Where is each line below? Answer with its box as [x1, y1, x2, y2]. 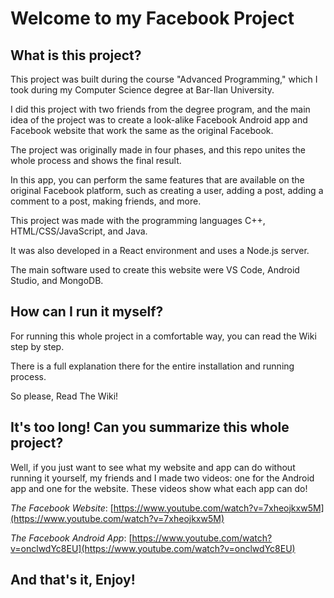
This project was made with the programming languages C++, [10, 215, 266, 226]
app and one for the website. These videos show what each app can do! [10, 482, 308, 494]
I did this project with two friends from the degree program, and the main [10, 103, 311, 115]
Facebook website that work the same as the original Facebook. [10, 125, 274, 136]
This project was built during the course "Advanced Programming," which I [10, 73, 318, 85]
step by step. [10, 340, 65, 352]
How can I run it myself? [10, 303, 164, 321]
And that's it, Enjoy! [10, 572, 136, 589]
